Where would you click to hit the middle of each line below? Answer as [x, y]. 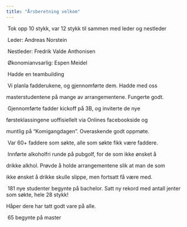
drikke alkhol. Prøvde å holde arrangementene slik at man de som [86, 165]
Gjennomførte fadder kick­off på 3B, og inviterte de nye [74, 108]
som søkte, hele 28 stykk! [37, 195]
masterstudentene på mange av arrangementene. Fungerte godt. [85, 97]
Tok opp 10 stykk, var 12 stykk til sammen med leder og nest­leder [87, 28]
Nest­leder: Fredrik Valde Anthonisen [51, 51]
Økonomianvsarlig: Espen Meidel [47, 62]
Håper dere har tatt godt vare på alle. [51, 206]
